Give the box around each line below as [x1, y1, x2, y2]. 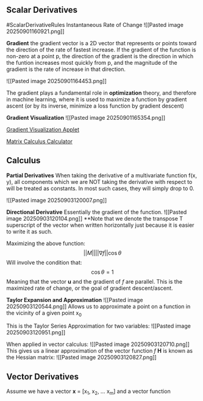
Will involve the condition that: [6, 259, 82, 266]
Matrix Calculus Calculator [6, 138, 73, 145]
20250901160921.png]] [6, 28, 65, 35]
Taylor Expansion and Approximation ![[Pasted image [6, 296, 143, 303]
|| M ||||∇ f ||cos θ [83, 249, 122, 256]
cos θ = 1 [91, 268, 114, 276]
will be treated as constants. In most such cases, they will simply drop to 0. [6, 185, 195, 192]
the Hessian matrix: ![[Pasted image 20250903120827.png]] [6, 354, 157, 361]
